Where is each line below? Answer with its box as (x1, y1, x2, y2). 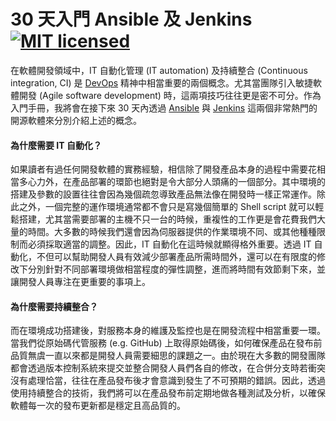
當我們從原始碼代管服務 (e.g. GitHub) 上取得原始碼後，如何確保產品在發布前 (10, 337, 323, 349)
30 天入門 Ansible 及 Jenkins (10, 8, 253, 31)
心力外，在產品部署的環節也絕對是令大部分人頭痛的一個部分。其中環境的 (27, 176, 326, 188)
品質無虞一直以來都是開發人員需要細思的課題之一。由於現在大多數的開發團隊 (10, 350, 326, 362)
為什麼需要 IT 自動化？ (10, 139, 102, 151)
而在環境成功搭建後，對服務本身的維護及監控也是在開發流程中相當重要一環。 (10, 325, 326, 337)
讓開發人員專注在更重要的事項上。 (10, 276, 151, 288)
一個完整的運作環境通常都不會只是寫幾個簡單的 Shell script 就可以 (44, 201, 316, 213)
